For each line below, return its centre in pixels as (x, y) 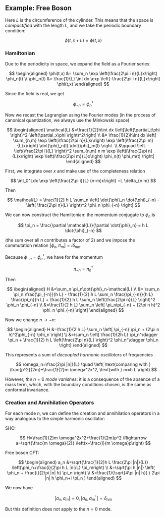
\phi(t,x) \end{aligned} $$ (83, 84)
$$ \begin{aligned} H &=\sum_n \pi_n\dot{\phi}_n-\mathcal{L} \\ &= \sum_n (83, 289)
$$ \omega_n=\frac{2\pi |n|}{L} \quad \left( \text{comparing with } (83, 364)
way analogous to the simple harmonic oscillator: (55, 419)
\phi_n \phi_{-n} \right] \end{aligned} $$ (83, 310)
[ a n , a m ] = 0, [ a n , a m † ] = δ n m (83, 498)
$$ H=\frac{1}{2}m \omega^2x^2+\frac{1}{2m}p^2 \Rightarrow (83, 438)
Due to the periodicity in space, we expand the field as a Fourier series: (78, 64)
